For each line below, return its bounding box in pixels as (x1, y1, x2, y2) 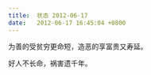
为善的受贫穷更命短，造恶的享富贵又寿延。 (8, 41, 148, 51)
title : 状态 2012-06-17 (8, 11, 88, 20)
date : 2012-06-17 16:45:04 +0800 (8, 19, 126, 27)
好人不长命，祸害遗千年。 (8, 58, 92, 68)
